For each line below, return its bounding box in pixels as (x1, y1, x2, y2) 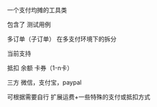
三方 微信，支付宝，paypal (7, 78, 82, 87)
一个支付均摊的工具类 (7, 6, 67, 14)
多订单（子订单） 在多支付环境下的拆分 (7, 35, 117, 43)
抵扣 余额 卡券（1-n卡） (7, 64, 74, 72)
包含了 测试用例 (7, 20, 51, 29)
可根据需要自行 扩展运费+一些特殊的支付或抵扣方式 (7, 93, 151, 101)
